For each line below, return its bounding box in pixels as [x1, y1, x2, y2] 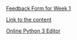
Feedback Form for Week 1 [6, 5, 71, 12]
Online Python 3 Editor [6, 27, 61, 34]
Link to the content [6, 16, 52, 23]
